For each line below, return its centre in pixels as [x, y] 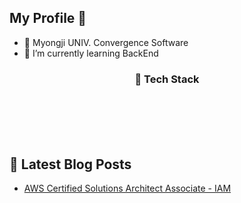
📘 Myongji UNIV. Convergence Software [106, 42]
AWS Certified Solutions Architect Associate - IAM [127, 188]
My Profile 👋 [48, 18]
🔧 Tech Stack [167, 79]
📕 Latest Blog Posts [70, 164]
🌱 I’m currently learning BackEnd [91, 53]
